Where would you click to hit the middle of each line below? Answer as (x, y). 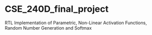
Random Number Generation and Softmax (48, 28)
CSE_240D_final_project (57, 9)
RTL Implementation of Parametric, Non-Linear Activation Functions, (76, 23)
